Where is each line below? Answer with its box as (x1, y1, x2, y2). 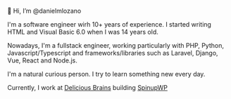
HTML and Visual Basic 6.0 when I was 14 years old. (7, 28, 158, 36)
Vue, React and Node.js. (7, 56, 77, 65)
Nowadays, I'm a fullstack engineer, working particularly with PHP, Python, (7, 41, 224, 49)
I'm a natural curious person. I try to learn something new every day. (7, 70, 206, 78)
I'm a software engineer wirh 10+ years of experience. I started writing (7, 20, 211, 28)
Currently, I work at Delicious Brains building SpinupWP (7, 84, 168, 91)
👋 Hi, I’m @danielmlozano (7, 7, 82, 15)
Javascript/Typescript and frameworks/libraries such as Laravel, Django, (7, 49, 218, 57)
